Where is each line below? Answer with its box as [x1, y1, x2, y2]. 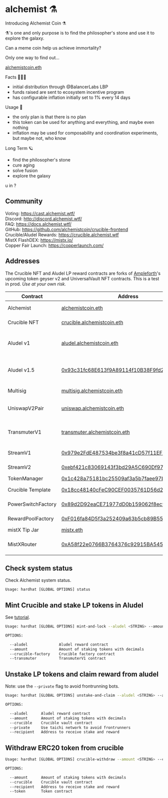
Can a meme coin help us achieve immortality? [5, 45, 101, 51]
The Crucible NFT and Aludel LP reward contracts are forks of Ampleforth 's [5, 270, 161, 276]
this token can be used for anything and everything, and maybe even [12, 119, 154, 125]
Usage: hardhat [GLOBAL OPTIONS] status [5, 587, 91, 592]
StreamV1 [7, 449, 31, 456]
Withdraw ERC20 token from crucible [5, 743, 124, 752]
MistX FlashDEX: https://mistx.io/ [5, 237, 73, 243]
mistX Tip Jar [7, 526, 39, 533]
